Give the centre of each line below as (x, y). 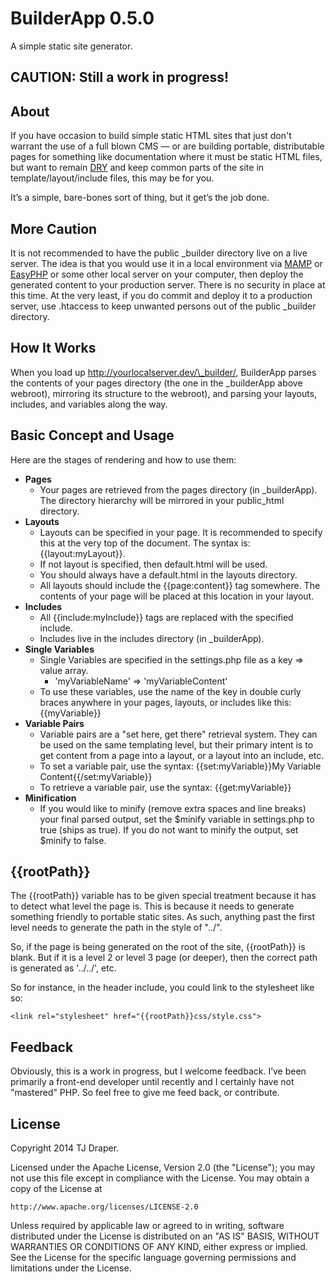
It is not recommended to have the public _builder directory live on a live (159, 253)
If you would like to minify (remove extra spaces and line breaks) (173, 808)
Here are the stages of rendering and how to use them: (123, 459)
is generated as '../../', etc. (63, 968)
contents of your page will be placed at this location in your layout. (177, 596)
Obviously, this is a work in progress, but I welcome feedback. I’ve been (158, 1071)
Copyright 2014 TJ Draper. (65, 1148)
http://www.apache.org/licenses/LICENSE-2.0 (104, 1207)
